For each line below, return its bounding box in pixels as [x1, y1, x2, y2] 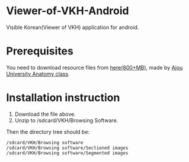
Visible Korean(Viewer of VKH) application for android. [6, 24, 139, 31]
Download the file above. [14, 111, 76, 118]
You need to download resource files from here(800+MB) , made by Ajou [6, 64, 183, 71]
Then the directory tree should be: [6, 128, 90, 135]
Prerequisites [6, 44, 74, 58]
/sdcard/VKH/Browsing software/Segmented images [6, 150, 129, 156]
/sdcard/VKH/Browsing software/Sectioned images [6, 145, 129, 151]
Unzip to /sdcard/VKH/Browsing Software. [14, 116, 118, 124]
